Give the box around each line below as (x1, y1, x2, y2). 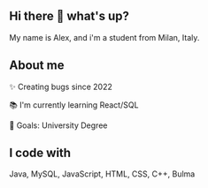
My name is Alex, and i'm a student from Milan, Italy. (9, 32, 200, 42)
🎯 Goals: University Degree (9, 120, 108, 131)
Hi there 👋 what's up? (9, 9, 130, 24)
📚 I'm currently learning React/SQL (9, 99, 139, 110)
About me (9, 58, 65, 73)
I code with (9, 146, 72, 161)
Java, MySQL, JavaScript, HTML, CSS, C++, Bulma (9, 169, 196, 179)
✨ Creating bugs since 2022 (9, 81, 113, 92)
